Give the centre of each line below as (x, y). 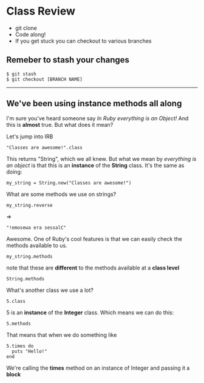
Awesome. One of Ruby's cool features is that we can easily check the (94, 239)
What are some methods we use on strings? (61, 194)
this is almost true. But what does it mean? (60, 124)
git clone (26, 28)
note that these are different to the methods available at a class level (93, 268)
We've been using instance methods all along (94, 103)
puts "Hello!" (29, 351)
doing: (14, 172)
